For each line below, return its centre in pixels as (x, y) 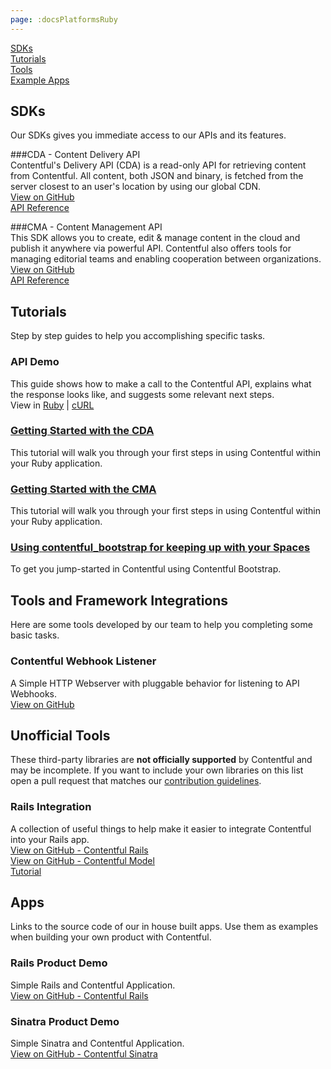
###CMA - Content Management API (86, 227)
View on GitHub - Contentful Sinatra (84, 1054)
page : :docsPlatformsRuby (64, 19)
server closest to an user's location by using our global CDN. (136, 187)
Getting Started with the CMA (83, 489)
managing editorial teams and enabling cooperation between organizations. (166, 259)
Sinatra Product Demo (65, 1021)
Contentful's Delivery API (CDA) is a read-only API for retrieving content (158, 165)
